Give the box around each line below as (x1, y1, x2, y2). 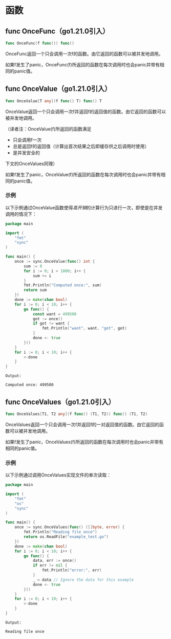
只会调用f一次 (12, 137, 42, 143)
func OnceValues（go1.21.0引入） (5, 397, 115, 406)
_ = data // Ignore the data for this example (32, 577, 134, 582)
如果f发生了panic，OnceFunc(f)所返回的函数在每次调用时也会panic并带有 (5, 61, 160, 67)
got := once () (32, 316, 63, 321)
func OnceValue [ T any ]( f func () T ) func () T (5, 98, 102, 103)
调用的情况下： (5, 211, 37, 217)
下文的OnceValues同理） (5, 160, 58, 167)
